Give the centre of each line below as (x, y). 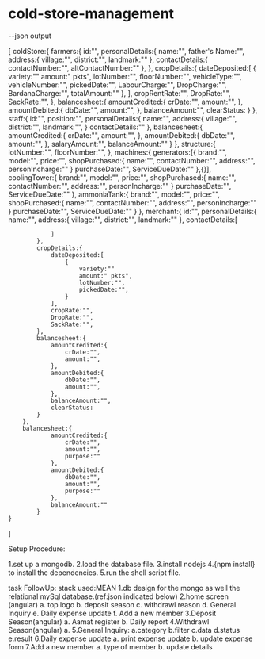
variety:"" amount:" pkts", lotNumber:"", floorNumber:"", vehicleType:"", (125, 76)
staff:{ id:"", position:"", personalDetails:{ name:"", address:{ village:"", (123, 118)
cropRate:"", (72, 310)
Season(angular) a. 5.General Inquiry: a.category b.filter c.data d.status (124, 630)
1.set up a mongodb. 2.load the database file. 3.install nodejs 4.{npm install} (132, 564)
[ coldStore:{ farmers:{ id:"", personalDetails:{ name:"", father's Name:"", (127, 51)
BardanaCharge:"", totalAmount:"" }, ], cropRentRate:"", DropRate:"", (119, 93)
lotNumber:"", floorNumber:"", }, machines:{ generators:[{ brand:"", (118, 152)
